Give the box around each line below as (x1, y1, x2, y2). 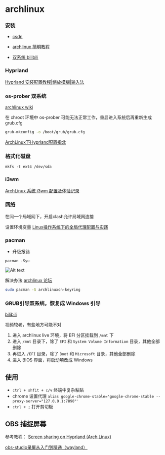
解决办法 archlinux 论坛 (5, 278, 53, 284)
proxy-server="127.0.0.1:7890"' (12, 399, 79, 404)
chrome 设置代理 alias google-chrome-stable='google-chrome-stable (12, 393, 154, 399)
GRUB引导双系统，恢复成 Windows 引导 (5, 300, 101, 307)
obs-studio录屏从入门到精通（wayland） (5, 444, 88, 450)
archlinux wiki (5, 104, 34, 110)
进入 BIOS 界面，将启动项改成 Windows (12, 357, 93, 363)
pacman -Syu (5, 259, 30, 264)
